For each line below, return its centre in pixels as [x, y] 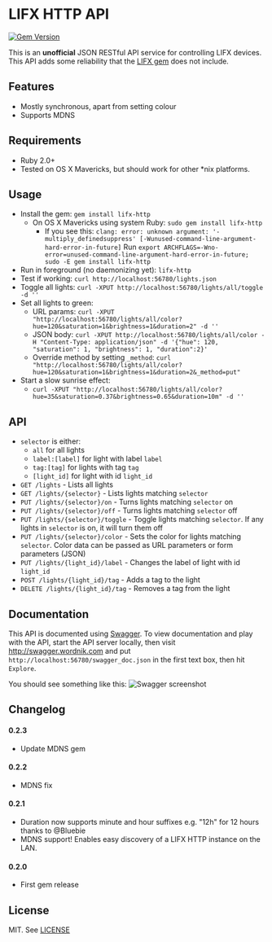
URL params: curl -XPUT [73, 312]
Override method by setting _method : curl [101, 357]
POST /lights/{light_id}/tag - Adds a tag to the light [110, 580]
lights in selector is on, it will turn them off [91, 528]
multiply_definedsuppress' [90, 239]
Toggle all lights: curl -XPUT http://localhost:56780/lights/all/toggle [141, 287]
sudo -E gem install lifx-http [97, 262]
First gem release [49, 885]
